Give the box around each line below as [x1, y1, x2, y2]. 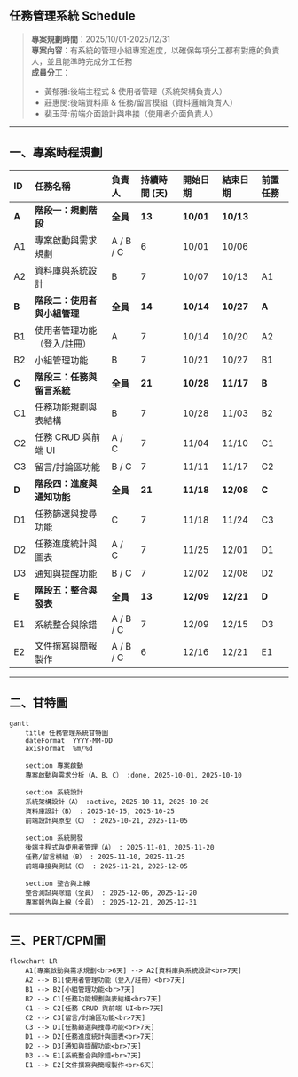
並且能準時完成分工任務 [46, 56, 133, 67]
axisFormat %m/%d [25, 745, 93, 754]
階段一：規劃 [35, 203, 89, 216]
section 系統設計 [25, 788, 84, 797]
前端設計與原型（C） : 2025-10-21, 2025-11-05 [25, 817, 188, 826]
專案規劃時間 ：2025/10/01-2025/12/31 [30, 34, 170, 44]
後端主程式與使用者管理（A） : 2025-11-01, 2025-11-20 [25, 843, 215, 852]
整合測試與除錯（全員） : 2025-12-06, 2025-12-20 [25, 889, 198, 897]
